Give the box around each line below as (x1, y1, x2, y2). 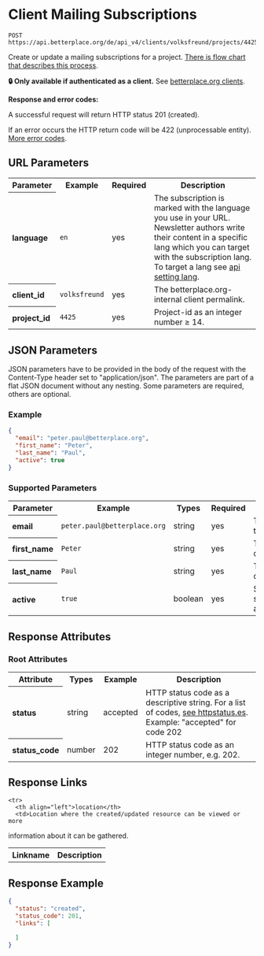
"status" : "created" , (15, 905, 86, 913)
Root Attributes (8, 654, 68, 665)
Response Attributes (8, 630, 112, 643)
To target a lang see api (153, 261, 241, 272)
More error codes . (8, 133, 68, 143)
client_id (12, 290, 45, 301)
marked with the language (153, 202, 251, 213)
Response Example (8, 876, 104, 890)
